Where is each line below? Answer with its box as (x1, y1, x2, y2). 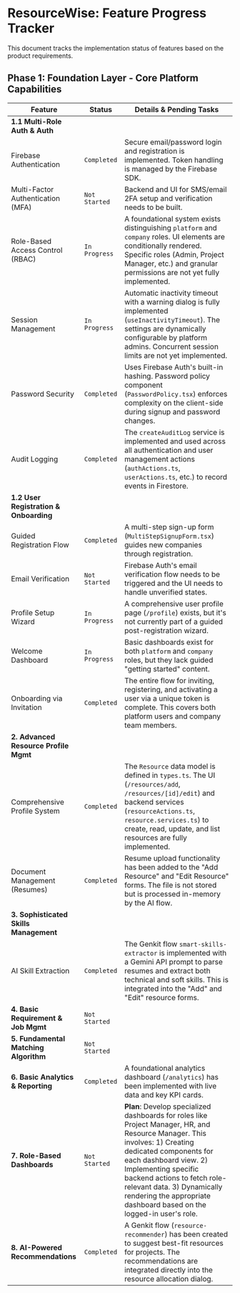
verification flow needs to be (124, 569, 220, 579)
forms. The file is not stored (124, 880, 217, 890)
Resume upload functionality (124, 853, 221, 863)
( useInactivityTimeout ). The (124, 314, 220, 324)
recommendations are (124, 1256, 199, 1266)
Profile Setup (11, 607, 55, 617)
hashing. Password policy (124, 371, 211, 381)
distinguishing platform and (124, 223, 218, 233)
